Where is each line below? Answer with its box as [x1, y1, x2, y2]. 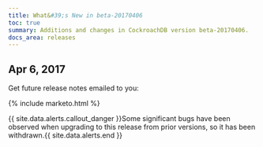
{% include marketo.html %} [8, 99, 100, 108]
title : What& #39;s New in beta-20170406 [8, 11, 144, 20]
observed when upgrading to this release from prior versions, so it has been [8, 123, 256, 132]
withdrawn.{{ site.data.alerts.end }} [8, 130, 123, 140]
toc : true [8, 19, 41, 27]
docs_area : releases [8, 33, 77, 42]
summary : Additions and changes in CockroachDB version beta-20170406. [8, 26, 249, 34]
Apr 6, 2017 [8, 62, 66, 75]
